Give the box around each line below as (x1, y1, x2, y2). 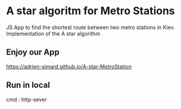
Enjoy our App (6, 47, 60, 57)
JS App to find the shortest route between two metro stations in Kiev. (6, 24, 175, 31)
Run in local (6, 80, 50, 90)
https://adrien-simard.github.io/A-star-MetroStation (6, 63, 132, 70)
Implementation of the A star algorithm (6, 30, 101, 37)
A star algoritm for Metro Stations (6, 4, 175, 18)
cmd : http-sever (6, 96, 47, 103)
